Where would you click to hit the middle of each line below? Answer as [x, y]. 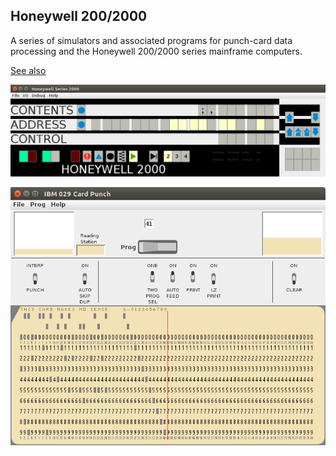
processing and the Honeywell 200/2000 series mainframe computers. [156, 51]
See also [28, 70]
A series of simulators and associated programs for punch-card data [151, 40]
